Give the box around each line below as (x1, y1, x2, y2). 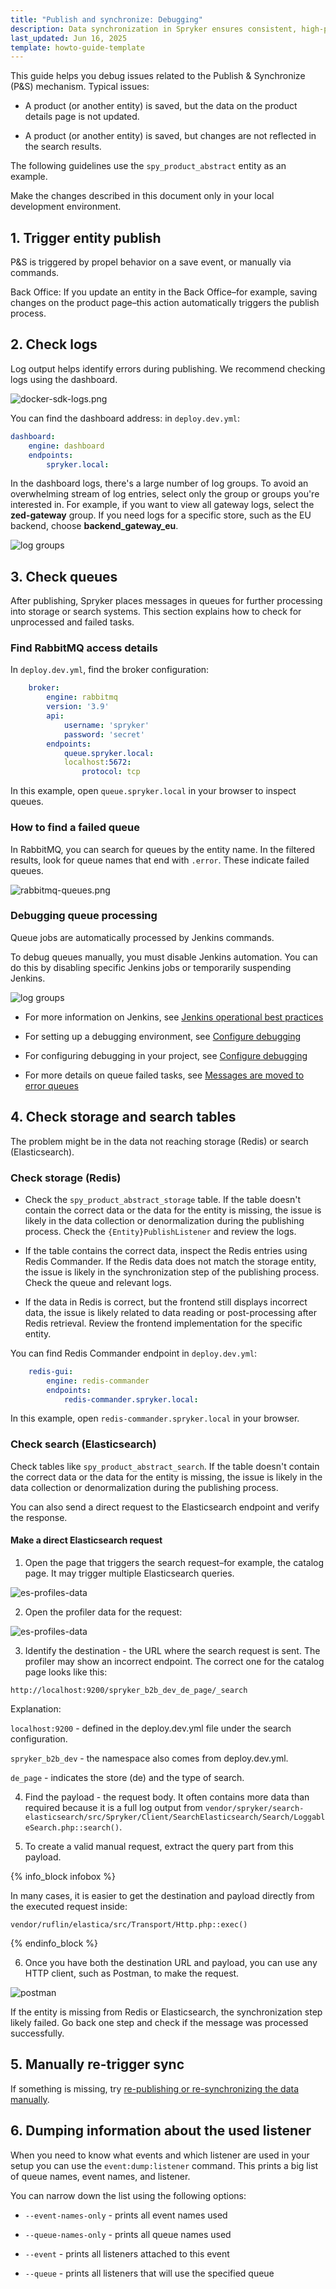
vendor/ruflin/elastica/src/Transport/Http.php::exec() (10, 1919, 248, 1930)
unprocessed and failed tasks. (10, 616, 135, 628)
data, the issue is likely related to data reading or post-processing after (24, 1306, 317, 1318)
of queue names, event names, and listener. (10, 2170, 191, 2182)
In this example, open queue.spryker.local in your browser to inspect (10, 785, 297, 797)
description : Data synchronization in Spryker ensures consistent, (10, 24, 298, 34)
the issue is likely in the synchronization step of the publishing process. (24, 1266, 320, 1278)
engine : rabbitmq (46, 692, 118, 703)
